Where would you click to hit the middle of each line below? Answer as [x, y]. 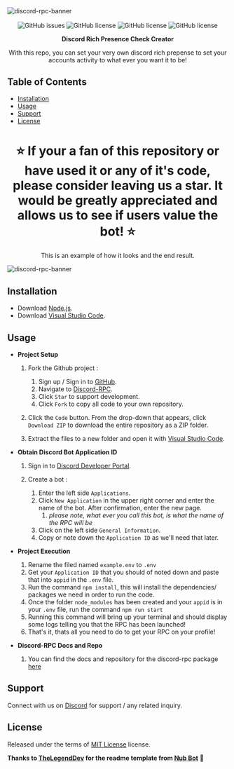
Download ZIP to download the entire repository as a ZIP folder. [118, 425]
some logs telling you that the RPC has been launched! [106, 625]
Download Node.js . [45, 308]
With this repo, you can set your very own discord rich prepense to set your [118, 53]
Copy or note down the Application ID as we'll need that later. [129, 538]
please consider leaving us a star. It [118, 185]
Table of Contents [47, 82]
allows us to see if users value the [118, 215]
